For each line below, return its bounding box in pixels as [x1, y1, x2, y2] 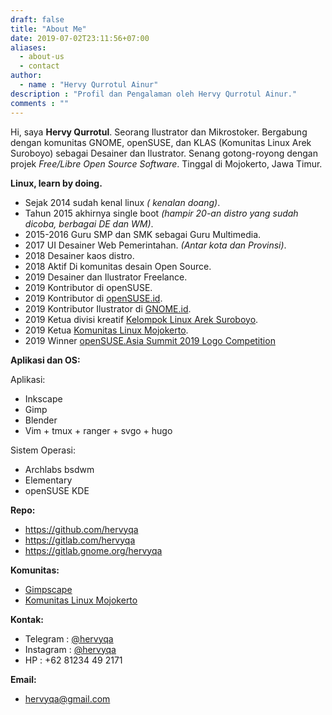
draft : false [10, 14, 65, 25]
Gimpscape [24, 583, 73, 595]
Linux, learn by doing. [10, 177, 103, 189]
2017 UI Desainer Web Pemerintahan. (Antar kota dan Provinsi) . [24, 239, 287, 251]
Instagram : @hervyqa [24, 643, 117, 655]
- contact [19, 61, 60, 71]
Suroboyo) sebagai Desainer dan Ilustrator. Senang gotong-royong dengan [10, 147, 318, 159]
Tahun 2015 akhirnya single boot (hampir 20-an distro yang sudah [24, 207, 299, 219]
